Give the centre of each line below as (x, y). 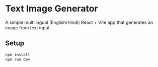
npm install (18, 55)
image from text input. (28, 27)
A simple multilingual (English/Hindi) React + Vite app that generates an (79, 22)
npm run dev (18, 59)
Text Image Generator (52, 9)
